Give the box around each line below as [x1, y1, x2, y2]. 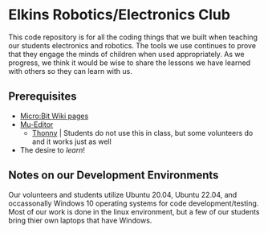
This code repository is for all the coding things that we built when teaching [8, 32, 258, 42]
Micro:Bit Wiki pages [19, 111, 89, 121]
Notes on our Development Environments [8, 169, 219, 182]
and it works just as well [31, 137, 112, 146]
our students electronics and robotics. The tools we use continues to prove [8, 40, 257, 50]
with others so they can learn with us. [8, 66, 132, 76]
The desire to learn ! [19, 145, 86, 154]
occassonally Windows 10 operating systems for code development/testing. [8, 198, 259, 208]
